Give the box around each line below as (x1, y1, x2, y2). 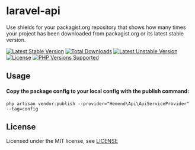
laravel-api (6, 4, 60, 18)
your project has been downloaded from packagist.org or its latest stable (6, 30, 184, 37)
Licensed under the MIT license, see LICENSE (6, 138, 119, 145)
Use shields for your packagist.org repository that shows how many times (6, 24, 186, 31)
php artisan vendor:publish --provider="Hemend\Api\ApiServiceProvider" (6, 100, 190, 107)
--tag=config (6, 106, 39, 112)
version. (6, 36, 26, 43)
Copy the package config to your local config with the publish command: (6, 87, 190, 94)
